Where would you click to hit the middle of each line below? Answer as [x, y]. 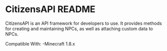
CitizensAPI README [50, 9]
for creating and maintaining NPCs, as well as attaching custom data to [79, 28]
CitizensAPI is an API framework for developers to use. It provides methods [83, 23]
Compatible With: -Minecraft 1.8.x [40, 43]
